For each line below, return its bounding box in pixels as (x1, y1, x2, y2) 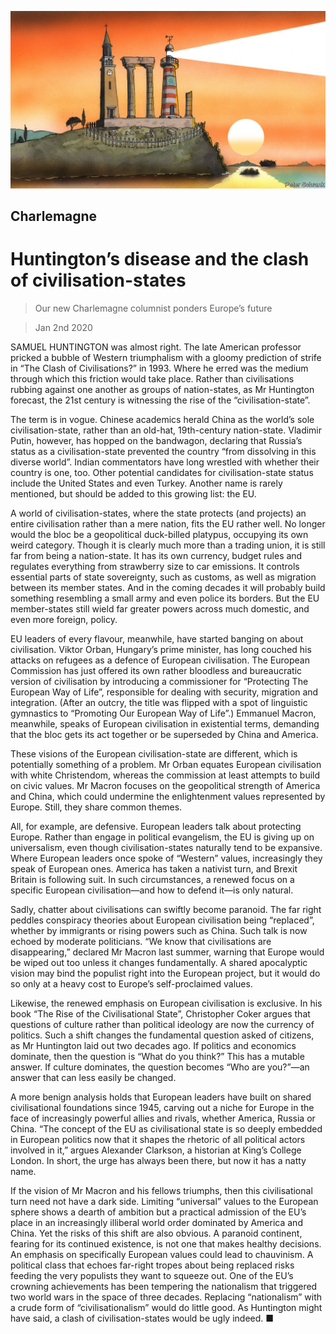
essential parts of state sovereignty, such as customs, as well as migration (10, 571, 317, 583)
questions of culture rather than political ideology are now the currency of (10, 1018, 315, 1030)
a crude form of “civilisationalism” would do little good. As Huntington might (10, 1301, 323, 1313)
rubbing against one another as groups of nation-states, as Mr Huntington (10, 383, 315, 395)
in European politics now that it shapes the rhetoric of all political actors (10, 1133, 306, 1145)
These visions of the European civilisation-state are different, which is (10, 747, 298, 760)
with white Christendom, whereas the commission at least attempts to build (10, 769, 321, 781)
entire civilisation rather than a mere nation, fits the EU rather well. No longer (10, 517, 326, 530)
